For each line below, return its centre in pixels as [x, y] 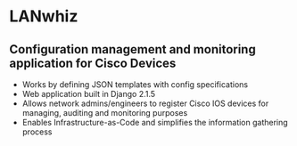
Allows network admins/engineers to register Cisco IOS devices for [145, 103]
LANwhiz [44, 16]
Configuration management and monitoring [132, 49]
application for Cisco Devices [93, 63]
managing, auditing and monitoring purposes [105, 113]
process [37, 132]
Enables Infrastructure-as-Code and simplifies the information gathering [155, 122]
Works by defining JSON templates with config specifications [135, 85]
